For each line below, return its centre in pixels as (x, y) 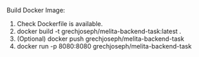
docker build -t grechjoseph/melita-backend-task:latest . (99, 31)
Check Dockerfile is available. (60, 24)
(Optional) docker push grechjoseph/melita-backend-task (100, 39)
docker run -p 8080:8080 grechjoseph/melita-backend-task (104, 46)
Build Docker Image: (36, 10)
